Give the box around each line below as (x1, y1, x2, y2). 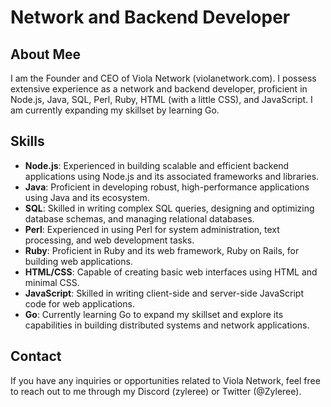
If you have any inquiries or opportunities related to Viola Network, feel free (10, 374, 321, 386)
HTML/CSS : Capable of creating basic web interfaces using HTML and (24, 266, 318, 278)
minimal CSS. (24, 276, 80, 288)
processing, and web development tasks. (24, 234, 195, 246)
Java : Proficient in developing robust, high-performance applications (24, 181, 310, 193)
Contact (10, 348, 62, 365)
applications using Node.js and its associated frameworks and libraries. (24, 170, 320, 182)
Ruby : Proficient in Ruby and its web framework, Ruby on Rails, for (24, 244, 300, 256)
